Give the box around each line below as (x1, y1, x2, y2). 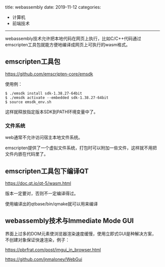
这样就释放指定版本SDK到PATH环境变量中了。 (5, 108, 98, 115)
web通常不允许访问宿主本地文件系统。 (5, 134, 82, 140)
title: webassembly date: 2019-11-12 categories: (5, 4, 102, 10)
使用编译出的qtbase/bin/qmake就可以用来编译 (5, 200, 98, 206)
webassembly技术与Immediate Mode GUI (5, 217, 134, 225)
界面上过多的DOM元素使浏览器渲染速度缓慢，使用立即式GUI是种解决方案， (5, 231, 157, 236)
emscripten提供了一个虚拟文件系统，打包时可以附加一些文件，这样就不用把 (5, 145, 157, 151)
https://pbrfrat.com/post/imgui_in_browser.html (5, 246, 101, 253)
